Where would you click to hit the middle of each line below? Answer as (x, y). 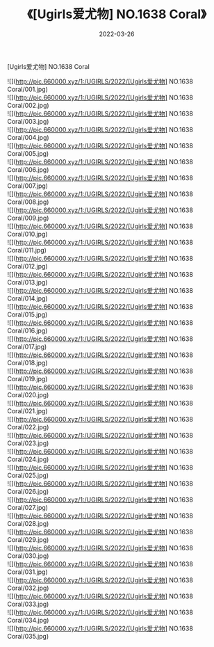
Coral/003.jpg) (28, 121)
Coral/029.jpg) (28, 539)
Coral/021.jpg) (27, 410)
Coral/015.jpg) (27, 314)
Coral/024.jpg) (28, 459)
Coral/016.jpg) (27, 330)
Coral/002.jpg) (28, 105)
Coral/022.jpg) (28, 427)
